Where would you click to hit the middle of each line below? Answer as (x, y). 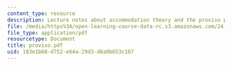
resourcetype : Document (41, 39)
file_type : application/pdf (48, 33)
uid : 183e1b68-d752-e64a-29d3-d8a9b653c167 (71, 52)
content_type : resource (41, 13)
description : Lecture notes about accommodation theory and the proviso (114, 20)
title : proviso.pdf (35, 45)
